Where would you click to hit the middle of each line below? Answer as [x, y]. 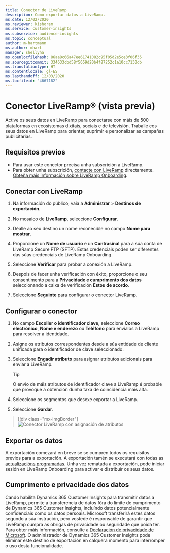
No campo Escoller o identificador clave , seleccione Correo [76, 323]
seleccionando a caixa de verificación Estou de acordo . [71, 285]
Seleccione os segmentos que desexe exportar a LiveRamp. [75, 400]
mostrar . [22, 234]
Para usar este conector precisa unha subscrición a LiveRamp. [78, 164]
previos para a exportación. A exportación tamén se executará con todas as [84, 458]
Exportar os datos [34, 440]
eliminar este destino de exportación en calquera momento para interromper [85, 540]
